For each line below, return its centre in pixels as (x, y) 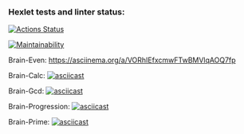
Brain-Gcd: (26, 91)
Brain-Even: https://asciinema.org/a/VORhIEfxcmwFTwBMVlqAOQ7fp (122, 60)
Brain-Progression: (39, 107)
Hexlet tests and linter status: (67, 12)
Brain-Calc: (27, 76)
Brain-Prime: (29, 122)
